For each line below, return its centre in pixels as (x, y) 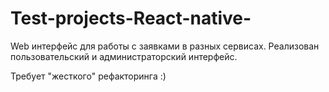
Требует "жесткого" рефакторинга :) (88, 76)
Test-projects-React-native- (131, 18)
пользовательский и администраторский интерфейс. (124, 56)
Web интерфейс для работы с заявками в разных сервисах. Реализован (165, 46)
